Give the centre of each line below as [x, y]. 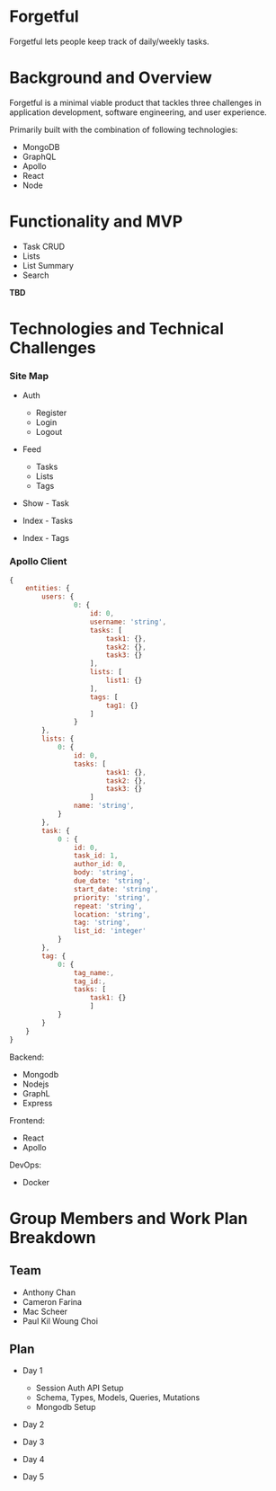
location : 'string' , [112, 914]
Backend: [27, 1057]
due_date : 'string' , [112, 881]
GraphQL [39, 156]
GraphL [36, 1093]
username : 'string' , [128, 622]
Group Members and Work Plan [129, 1218]
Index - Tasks [48, 521]
